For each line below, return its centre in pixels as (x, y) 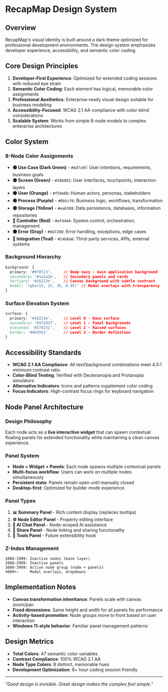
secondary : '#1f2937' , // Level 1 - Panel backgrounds (70, 323)
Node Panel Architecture (44, 407)
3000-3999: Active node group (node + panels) (54, 567)
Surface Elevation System (37, 303)
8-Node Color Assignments (39, 156)
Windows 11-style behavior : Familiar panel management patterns (80, 626)
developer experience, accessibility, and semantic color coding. (71, 50)
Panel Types (20, 501)
